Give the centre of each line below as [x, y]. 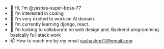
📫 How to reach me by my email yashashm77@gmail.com [71, 41]
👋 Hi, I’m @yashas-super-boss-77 [46, 8]
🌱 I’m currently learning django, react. [50, 24]
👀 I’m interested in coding [37, 13]
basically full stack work [35, 35]
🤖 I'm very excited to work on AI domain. [53, 19]
